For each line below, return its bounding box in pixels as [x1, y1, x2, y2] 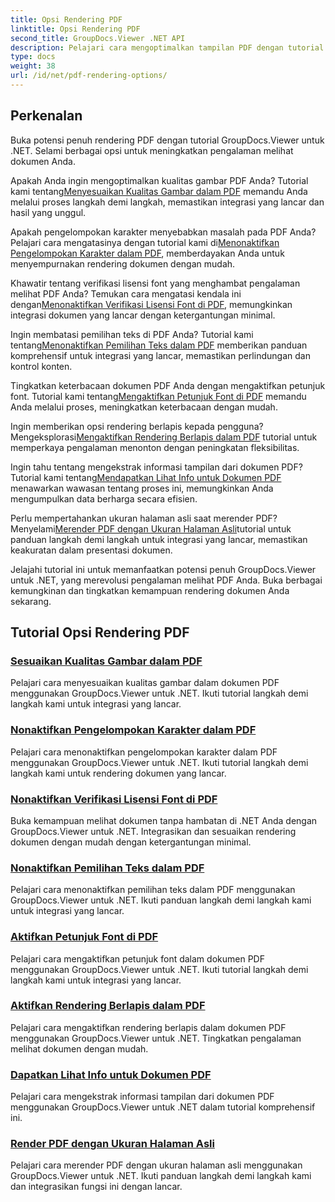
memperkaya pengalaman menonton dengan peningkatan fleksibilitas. [10, 441, 300, 453]
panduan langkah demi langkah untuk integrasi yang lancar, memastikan [10, 533, 308, 545]
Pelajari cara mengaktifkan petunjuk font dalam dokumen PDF [10, 952, 265, 965]
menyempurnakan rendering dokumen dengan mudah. [10, 257, 236, 270]
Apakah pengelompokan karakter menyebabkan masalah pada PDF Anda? [10, 226, 317, 238]
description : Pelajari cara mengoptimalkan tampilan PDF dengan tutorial [10, 42, 325, 53]
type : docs [10, 52, 56, 62]
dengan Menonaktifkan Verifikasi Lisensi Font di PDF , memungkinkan [10, 298, 293, 310]
